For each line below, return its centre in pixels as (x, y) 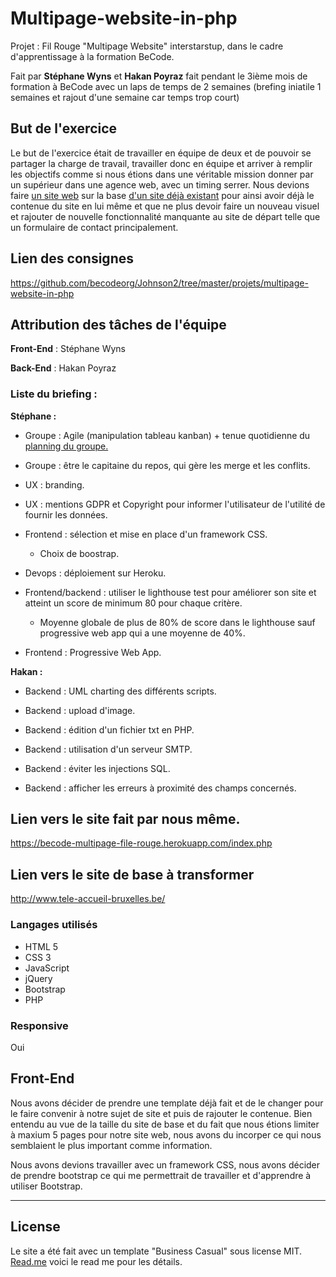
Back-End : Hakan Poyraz (63, 368)
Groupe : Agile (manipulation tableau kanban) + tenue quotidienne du (167, 435)
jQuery (38, 978)
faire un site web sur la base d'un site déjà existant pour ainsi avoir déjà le (162, 195)
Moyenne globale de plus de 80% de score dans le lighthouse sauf (177, 622)
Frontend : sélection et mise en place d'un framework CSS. (146, 534)
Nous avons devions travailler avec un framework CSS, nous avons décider (165, 1164)
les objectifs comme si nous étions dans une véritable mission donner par (162, 174)
